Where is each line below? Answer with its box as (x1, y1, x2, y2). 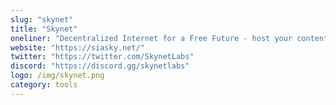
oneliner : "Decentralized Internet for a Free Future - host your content (10, 33, 329, 43)
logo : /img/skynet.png (10, 71, 105, 81)
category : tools (10, 80, 78, 90)
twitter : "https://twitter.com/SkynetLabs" (10, 52, 195, 62)
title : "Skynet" (10, 24, 78, 34)
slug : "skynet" (10, 14, 74, 25)
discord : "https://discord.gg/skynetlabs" (10, 61, 190, 71)
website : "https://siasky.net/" (10, 42, 145, 53)
